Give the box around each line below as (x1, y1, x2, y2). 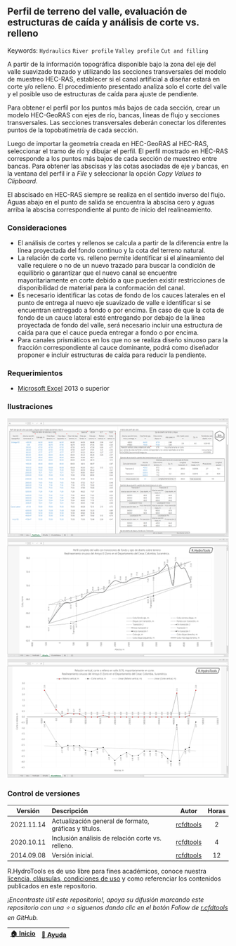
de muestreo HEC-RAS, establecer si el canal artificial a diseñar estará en (7, 74, 220, 83)
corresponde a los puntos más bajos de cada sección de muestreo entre (7, 154, 218, 162)
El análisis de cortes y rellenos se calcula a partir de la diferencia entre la (17, 239, 229, 247)
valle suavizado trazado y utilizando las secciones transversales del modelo (7, 67, 227, 76)
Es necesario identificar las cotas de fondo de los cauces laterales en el (17, 291, 225, 299)
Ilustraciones (7, 402, 53, 412)
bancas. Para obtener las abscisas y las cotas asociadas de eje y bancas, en (7, 162, 229, 170)
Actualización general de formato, (51, 817, 150, 825)
